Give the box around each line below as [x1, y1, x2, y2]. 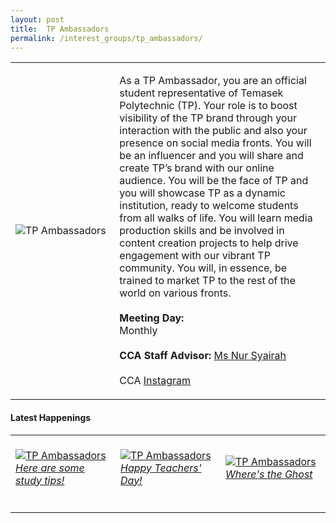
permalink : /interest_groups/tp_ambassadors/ [10, 33, 203, 43]
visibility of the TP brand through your [119, 111, 297, 125]
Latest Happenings [10, 411, 92, 423]
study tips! [15, 473, 65, 487]
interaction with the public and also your [119, 124, 308, 138]
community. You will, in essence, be [119, 261, 288, 275]
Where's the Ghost [225, 467, 313, 481]
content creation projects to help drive [119, 236, 299, 250]
